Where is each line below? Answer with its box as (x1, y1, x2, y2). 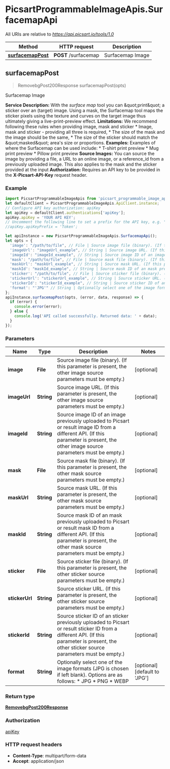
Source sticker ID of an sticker (57, 612, 129, 619)
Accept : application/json (12, 758, 64, 764)
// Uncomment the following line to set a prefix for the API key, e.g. (5, 219, 162, 225)
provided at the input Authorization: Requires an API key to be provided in (5, 166, 160, 173)
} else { (10, 309, 28, 314)
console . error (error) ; (14, 304, 62, 310)
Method (18, 43, 38, 50)
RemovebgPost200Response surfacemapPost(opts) (17, 82, 126, 88)
